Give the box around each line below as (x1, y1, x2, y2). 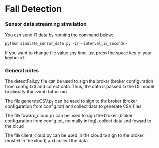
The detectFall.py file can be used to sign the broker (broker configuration (5, 78, 154, 84)
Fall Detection (5, 3, 62, 15)
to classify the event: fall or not (5, 89, 67, 94)
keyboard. (5, 55, 25, 61)
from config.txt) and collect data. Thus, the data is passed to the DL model (5, 83, 155, 89)
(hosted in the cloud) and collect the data (5, 137, 88, 143)
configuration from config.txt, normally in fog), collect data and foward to (5, 118, 152, 124)
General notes (5, 67, 39, 74)
